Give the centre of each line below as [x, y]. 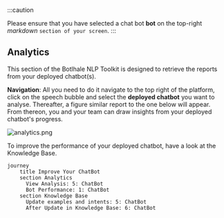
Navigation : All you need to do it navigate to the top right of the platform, [111, 90]
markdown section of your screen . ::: [62, 31]
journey [18, 166]
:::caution [21, 10]
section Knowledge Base [54, 196]
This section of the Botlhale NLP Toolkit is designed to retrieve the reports [112, 69]
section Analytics [46, 178]
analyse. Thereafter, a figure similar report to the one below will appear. [109, 104]
